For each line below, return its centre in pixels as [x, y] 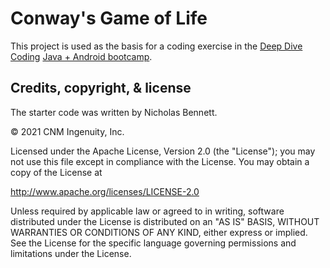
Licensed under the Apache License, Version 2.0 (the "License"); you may [163, 151]
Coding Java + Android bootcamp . [81, 56]
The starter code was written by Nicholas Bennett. [114, 112]
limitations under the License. [71, 253]
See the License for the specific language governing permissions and [153, 243]
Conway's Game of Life [109, 18]
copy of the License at [56, 172]
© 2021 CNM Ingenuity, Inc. [67, 131]
